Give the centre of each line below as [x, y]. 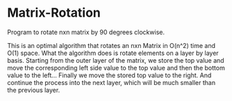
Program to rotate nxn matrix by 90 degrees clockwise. [86, 32]
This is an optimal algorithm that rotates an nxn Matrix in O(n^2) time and [111, 45]
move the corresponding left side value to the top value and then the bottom [116, 68]
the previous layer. [34, 90]
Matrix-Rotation [54, 13]
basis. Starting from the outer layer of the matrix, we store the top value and [116, 60]
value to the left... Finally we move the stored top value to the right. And [109, 75]
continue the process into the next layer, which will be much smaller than [111, 82]
